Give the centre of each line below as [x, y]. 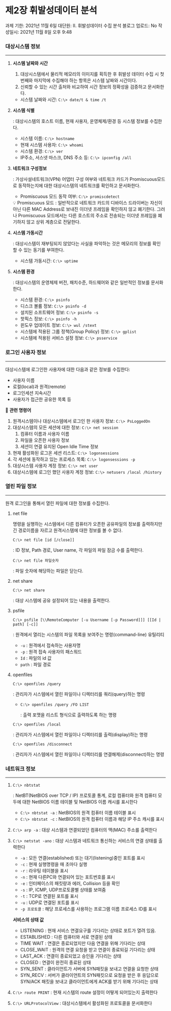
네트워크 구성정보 [30, 168]
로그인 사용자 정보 [26, 352]
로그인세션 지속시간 [32, 393]
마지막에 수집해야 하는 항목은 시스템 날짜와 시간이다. [85, 81]
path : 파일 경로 [36, 664]
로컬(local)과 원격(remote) [39, 386]
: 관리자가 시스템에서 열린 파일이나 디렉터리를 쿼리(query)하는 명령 [79, 694]
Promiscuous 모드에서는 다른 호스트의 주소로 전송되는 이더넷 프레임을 [87, 216]
